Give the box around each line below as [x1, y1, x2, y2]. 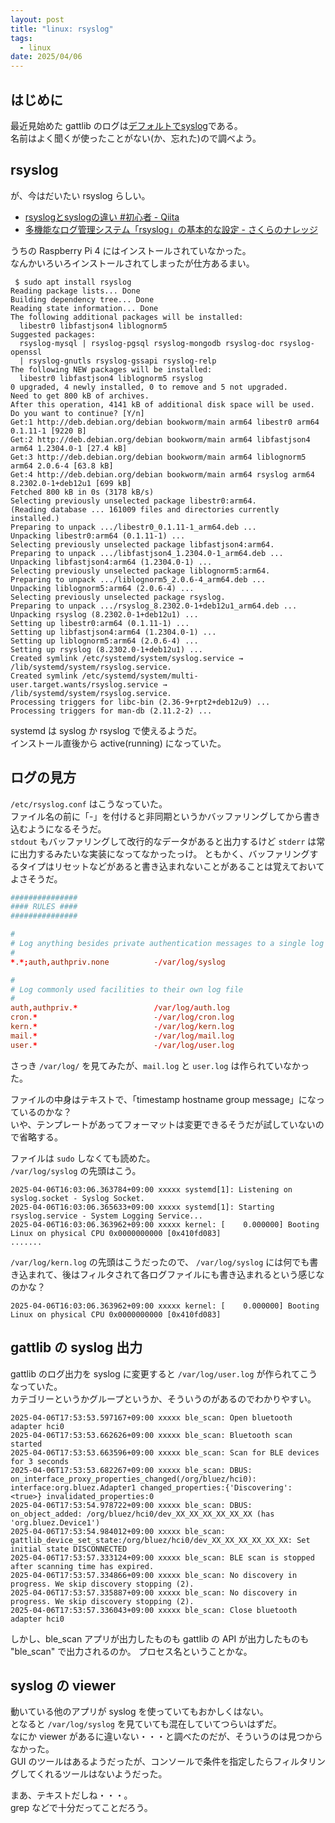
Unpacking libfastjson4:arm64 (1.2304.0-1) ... [10, 557, 213, 567]
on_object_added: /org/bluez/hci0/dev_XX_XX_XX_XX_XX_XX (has [10, 1509, 275, 1519]
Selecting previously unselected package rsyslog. [10, 592, 226, 602]
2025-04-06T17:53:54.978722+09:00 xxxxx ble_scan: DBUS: [10, 1500, 253, 1510]
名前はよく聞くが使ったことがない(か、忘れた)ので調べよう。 [10, 132, 262, 144]
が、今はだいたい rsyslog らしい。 [10, 189, 151, 201]
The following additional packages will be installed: [10, 312, 244, 322]
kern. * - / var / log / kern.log [10, 1022, 235, 1032]
